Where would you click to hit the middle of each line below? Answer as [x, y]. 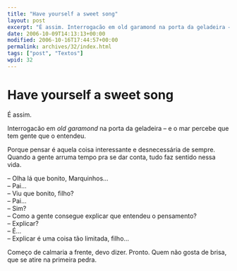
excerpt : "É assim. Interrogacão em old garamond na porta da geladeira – [120, 27]
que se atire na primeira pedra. [52, 260]
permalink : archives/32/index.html [60, 47]
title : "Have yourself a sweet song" [63, 14]
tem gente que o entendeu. [47, 136]
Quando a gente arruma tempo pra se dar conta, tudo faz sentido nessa [112, 157]
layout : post [26, 21]
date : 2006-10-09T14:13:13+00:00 [56, 34]
